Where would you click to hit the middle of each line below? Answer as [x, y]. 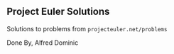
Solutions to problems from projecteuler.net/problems [87, 28]
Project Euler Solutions [58, 12]
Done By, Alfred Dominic [43, 43]
